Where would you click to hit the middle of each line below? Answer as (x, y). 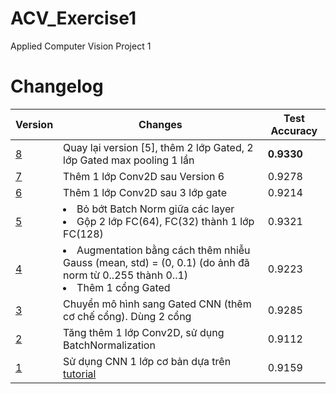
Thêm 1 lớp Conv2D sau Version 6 (144, 176)
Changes (160, 124)
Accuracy (294, 130)
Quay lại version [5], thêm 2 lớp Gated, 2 (158, 147)
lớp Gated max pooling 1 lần (129, 160)
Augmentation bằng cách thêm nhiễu (163, 250)
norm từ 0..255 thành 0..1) (126, 275)
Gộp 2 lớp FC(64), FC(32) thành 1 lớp (165, 221)
